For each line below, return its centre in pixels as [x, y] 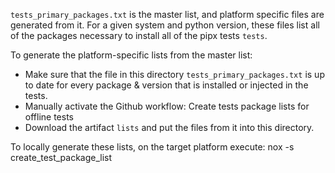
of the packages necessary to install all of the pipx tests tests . [139, 35]
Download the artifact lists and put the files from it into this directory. [169, 127]
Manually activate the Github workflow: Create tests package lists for [167, 106]
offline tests [49, 117]
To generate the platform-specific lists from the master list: [131, 55]
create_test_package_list [61, 157]
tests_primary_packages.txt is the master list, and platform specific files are [167, 14]
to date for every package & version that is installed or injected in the [166, 85]
